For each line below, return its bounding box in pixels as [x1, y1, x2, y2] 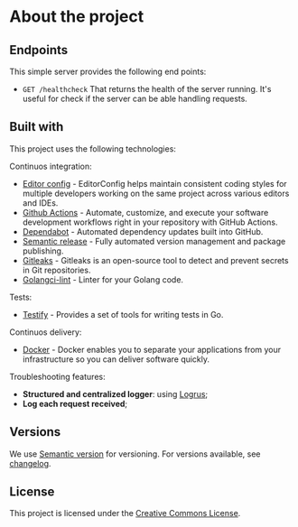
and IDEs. [22, 197, 59, 208]
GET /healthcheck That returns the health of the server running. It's [22, 84, 272, 94]
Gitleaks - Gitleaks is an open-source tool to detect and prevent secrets [22, 254, 289, 265]
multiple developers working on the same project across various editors [22, 188, 290, 199]
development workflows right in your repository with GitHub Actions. [22, 217, 278, 227]
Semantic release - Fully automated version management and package [22, 236, 286, 246]
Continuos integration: [9, 161, 92, 171]
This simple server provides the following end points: [9, 66, 207, 77]
